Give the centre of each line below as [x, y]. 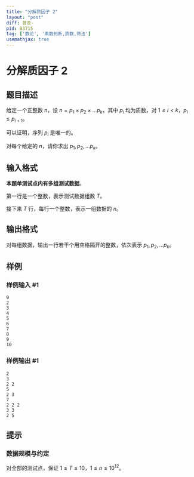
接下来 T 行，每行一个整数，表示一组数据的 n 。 [64, 209]
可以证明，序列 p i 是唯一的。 [41, 133]
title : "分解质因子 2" [32, 12]
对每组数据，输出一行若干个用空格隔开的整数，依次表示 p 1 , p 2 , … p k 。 [90, 245]
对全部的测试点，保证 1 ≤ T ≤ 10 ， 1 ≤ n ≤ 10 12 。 [65, 467]
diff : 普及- [20, 23]
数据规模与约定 [28, 453]
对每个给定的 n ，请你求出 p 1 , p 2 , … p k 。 [54, 147]
